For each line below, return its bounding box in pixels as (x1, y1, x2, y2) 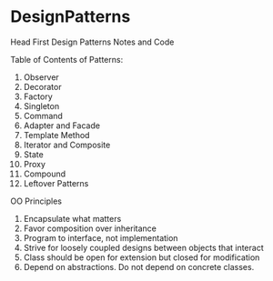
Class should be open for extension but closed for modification (23, 252, 260, 263)
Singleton (23, 100, 60, 111)
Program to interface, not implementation (23, 232, 178, 243)
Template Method (23, 129, 90, 140)
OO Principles (10, 196, 63, 206)
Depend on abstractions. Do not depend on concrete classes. (23, 261, 255, 272)
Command (23, 110, 63, 121)
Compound (23, 168, 66, 179)
